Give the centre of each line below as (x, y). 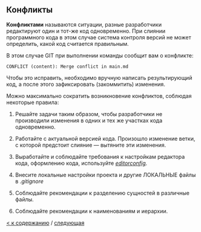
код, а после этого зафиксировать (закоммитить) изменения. (86, 84)
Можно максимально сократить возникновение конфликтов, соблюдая (99, 95)
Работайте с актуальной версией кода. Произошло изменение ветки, (105, 138)
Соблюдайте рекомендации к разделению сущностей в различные (102, 193)
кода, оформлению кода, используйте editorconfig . (81, 163)
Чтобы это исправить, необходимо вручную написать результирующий (99, 77)
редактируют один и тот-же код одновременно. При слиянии (86, 31)
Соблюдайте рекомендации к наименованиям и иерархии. (91, 211)
